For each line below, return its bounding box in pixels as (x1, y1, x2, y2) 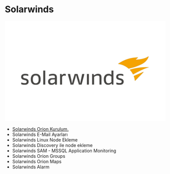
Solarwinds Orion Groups (12, 153, 66, 159)
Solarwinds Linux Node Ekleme (12, 136, 78, 143)
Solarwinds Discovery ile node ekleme (12, 142, 93, 148)
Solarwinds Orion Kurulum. (12, 126, 69, 132)
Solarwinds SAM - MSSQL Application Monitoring (12, 148, 116, 154)
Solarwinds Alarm (12, 164, 50, 170)
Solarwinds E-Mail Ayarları (12, 131, 68, 137)
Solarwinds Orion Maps (12, 158, 62, 164)
